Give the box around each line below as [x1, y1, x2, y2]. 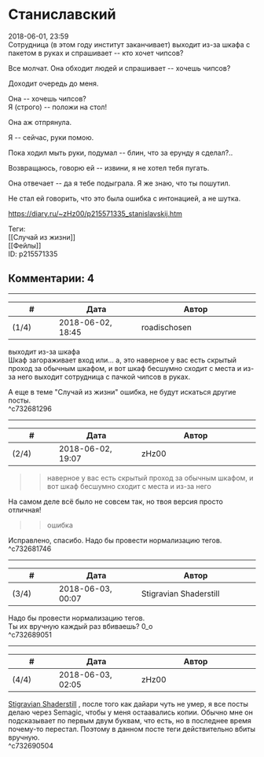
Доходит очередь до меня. [8, 79, 99, 88]
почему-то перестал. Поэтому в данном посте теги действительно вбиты [8, 724, 256, 733]
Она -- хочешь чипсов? [8, 94, 86, 103]
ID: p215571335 [8, 249, 58, 259]
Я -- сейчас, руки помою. [8, 132, 94, 142]
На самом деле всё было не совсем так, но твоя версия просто [8, 497, 224, 506]
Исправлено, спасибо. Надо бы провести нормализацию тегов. [8, 535, 222, 545]
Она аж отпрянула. [8, 117, 72, 127]
